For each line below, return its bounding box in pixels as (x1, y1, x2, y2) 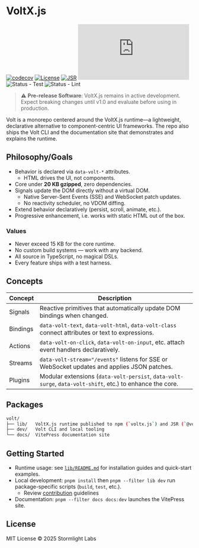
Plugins (9, 375, 30, 384)
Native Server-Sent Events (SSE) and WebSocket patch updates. (23, 193, 182, 200)
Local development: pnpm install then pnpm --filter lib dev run (14, 476, 176, 484)
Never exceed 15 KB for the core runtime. (14, 240, 115, 247)
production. (20, 104, 49, 111)
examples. (14, 470, 40, 477)
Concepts (6, 276, 43, 286)
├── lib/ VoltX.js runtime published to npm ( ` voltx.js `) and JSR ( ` (6, 421, 187, 427)
